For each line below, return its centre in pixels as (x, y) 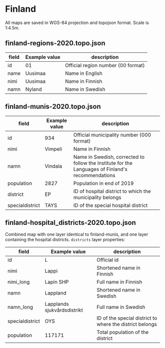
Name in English (84, 73)
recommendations (94, 175)
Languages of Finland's (100, 169)
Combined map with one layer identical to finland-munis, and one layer (77, 234)
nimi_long (19, 282)
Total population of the (123, 332)
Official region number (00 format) (105, 65)
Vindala (54, 166)
